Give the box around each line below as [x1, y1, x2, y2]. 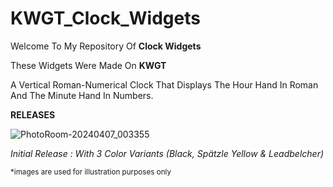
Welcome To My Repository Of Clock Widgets [10, 40, 202, 52]
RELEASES [10, 108, 56, 121]
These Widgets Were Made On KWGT [10, 59, 167, 71]
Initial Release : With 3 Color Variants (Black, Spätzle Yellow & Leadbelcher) [10, 147, 325, 159]
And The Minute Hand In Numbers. [10, 89, 154, 101]
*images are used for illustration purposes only [10, 167, 172, 177]
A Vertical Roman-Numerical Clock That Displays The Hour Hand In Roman [10, 78, 319, 91]
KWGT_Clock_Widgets [10, 7, 201, 30]
